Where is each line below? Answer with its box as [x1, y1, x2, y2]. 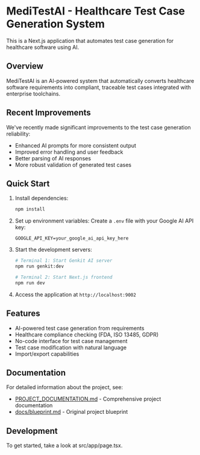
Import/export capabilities [14, 350, 80, 358]
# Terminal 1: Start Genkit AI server [14, 258, 113, 264]
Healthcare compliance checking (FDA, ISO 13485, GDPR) [14, 331, 159, 338]
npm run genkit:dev [14, 263, 64, 270]
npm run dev [14, 280, 45, 286]
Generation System [6, 17, 105, 31]
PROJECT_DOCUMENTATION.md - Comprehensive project [14, 395, 161, 403]
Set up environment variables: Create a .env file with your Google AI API [14, 217, 194, 224]
